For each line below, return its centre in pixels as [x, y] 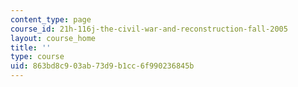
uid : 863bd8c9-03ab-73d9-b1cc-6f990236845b [102, 66]
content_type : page [51, 19]
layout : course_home [53, 38]
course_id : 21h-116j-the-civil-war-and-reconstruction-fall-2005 [149, 29]
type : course [37, 57]
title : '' [31, 47]
